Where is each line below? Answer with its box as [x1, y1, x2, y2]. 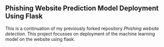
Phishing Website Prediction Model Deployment [5, 4, 159, 13]
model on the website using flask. [5, 36, 75, 42]
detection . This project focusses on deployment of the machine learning [5, 30, 155, 37]
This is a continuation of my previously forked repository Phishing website [5, 25, 159, 31]
